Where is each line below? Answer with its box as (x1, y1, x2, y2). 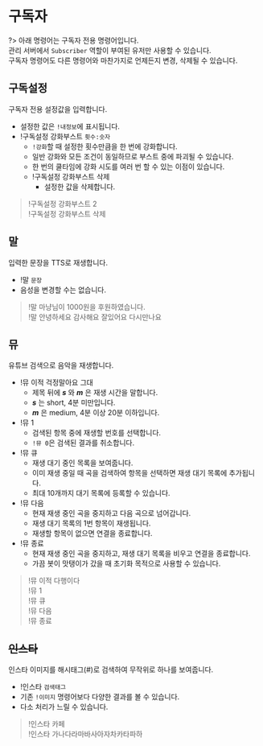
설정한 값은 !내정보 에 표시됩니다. (19, 122, 121, 131)
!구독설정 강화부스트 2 (27, 199, 98, 208)
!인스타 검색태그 (19, 682, 67, 692)
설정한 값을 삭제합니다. (43, 182, 116, 192)
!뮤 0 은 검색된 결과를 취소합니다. (31, 438, 135, 447)
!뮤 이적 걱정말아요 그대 (19, 377, 94, 387)
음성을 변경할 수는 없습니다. (19, 285, 107, 295)
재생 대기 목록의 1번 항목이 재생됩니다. (31, 518, 151, 528)
